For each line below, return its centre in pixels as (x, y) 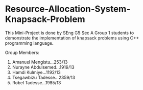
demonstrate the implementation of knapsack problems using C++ (72, 38)
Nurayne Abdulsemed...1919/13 (43, 67)
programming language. (29, 43)
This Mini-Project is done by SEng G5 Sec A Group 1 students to (70, 33)
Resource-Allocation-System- (68, 9)
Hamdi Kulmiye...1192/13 (36, 72)
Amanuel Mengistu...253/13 (40, 62)
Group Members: (22, 53)
